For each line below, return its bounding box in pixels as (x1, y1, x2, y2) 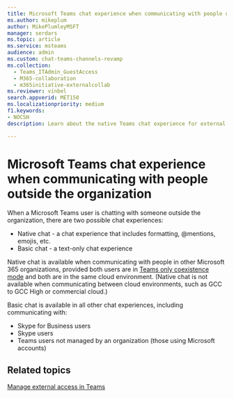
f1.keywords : (7, 107, 45, 114)
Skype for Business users (17, 321, 91, 331)
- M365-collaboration (13, 74, 77, 82)
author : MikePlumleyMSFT (7, 23, 79, 30)
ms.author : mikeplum (7, 17, 68, 24)
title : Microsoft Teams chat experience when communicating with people (7, 10, 223, 17)
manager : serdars (7, 29, 58, 37)
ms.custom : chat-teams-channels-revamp (7, 56, 123, 63)
